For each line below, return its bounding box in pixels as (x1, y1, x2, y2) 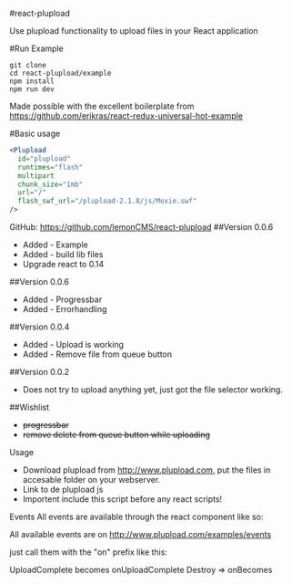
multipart (17, 171, 55, 181)
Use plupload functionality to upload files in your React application (9, 26, 259, 36)
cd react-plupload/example (9, 68, 112, 78)
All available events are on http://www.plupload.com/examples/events (9, 529, 272, 539)
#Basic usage (9, 128, 61, 139)
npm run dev (9, 85, 55, 94)
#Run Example (9, 43, 64, 54)
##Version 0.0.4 (9, 321, 70, 332)
